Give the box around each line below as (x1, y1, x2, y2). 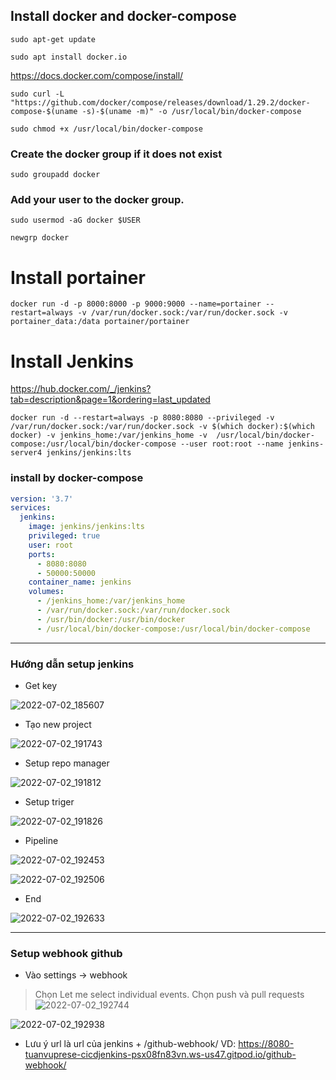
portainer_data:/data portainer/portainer (10, 317, 190, 327)
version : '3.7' (10, 494, 74, 504)
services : (10, 503, 52, 513)
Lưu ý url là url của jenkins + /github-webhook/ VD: (24, 1038, 237, 1050)
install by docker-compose (10, 471, 144, 485)
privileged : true (28, 531, 101, 541)
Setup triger (24, 796, 75, 808)
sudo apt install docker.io (10, 52, 128, 62)
